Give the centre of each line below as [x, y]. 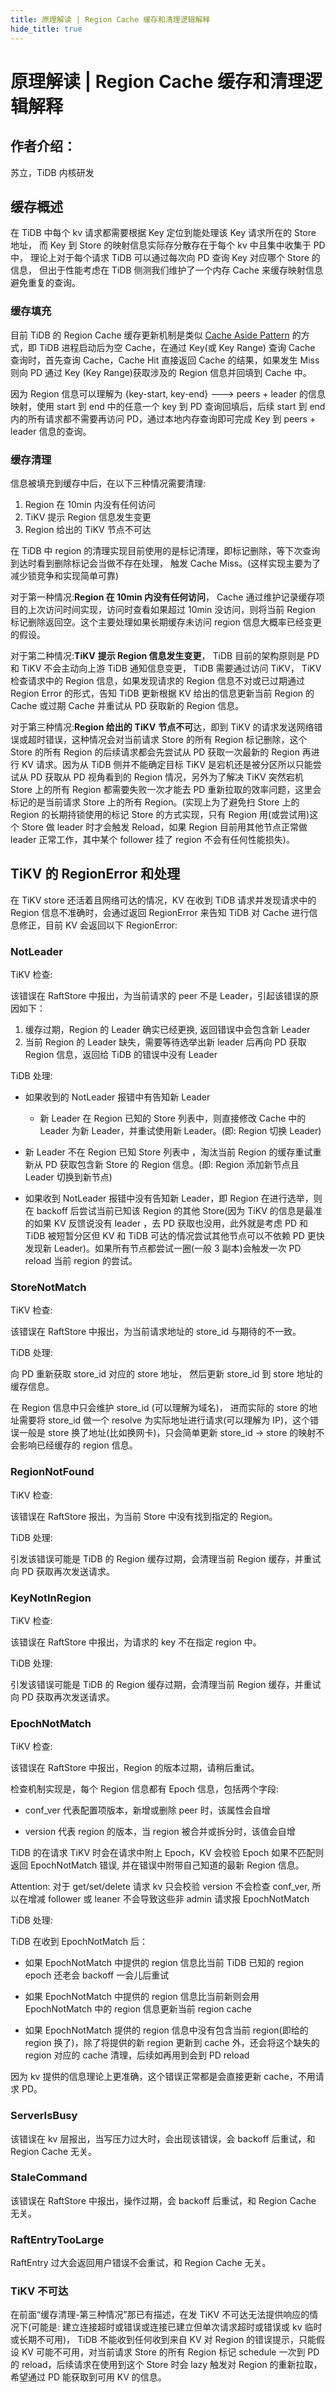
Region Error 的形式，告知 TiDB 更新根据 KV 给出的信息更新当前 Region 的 [162, 693]
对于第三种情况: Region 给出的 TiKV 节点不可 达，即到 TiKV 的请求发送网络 [162, 727]
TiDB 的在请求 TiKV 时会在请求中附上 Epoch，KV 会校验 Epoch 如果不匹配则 [167, 1853]
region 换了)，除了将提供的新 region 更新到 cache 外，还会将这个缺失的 [172, 2043]
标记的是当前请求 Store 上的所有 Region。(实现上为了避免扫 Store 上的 [155, 802]
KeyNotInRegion [51, 1598]
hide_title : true [46, 29]
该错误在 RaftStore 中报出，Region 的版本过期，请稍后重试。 [135, 1768]
